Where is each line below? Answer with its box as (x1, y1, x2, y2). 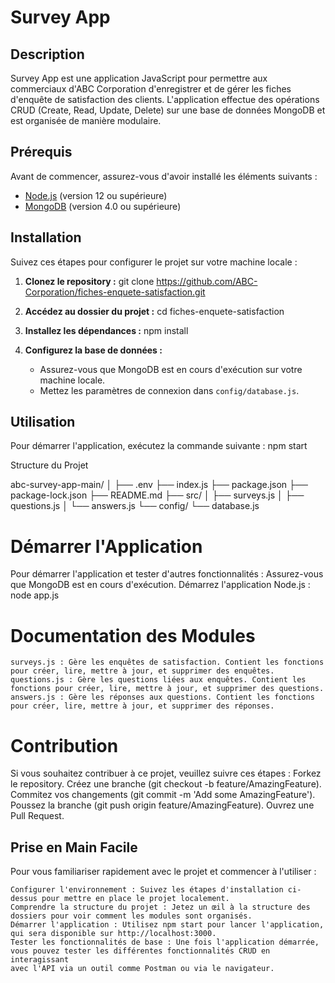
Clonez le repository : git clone (24, 275, 155, 287)
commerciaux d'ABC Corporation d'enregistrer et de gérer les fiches (10, 83, 292, 95)
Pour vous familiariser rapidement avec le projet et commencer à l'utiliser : (10, 866, 317, 878)
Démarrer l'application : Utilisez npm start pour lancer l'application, (10, 920, 325, 930)
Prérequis (10, 144, 73, 161)
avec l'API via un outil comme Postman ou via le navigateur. (10, 964, 275, 974)
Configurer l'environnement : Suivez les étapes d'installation (10, 885, 284, 895)
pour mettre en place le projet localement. (41, 894, 230, 904)
